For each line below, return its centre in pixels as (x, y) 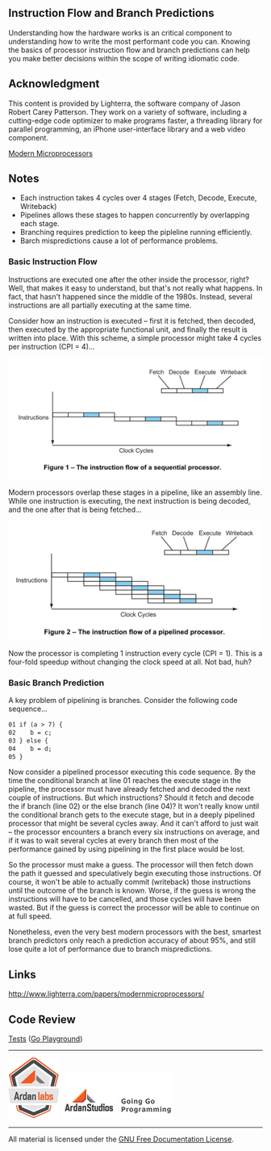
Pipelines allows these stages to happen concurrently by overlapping (135, 215)
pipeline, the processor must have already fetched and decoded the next (129, 789)
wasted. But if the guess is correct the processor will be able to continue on (134, 908)
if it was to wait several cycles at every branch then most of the (114, 841)
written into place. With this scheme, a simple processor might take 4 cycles (135, 337)
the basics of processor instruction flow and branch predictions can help (129, 50)
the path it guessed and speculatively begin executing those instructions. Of (135, 873)
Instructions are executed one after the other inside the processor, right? (129, 279)
